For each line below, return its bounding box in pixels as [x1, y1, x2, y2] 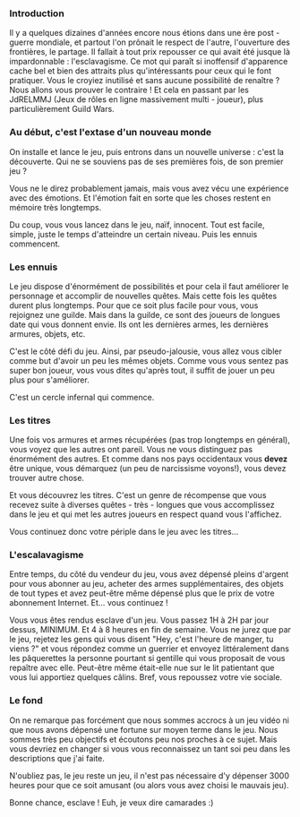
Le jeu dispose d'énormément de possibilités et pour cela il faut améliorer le [9, 280, 289, 291]
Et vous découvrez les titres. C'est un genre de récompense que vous [9, 490, 267, 501]
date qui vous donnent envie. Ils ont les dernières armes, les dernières [9, 319, 269, 330]
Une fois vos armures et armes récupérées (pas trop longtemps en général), [9, 434, 291, 445]
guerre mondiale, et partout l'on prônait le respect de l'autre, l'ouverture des [9, 37, 291, 47]
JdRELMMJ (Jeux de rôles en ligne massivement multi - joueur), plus [9, 94, 264, 105]
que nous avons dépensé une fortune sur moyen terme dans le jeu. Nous [9, 724, 279, 735]
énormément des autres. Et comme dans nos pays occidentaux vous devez [9, 453, 288, 464]
